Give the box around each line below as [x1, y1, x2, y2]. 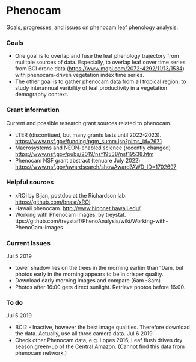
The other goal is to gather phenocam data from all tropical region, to [14, 78, 186, 85]
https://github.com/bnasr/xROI [14, 198, 91, 205]
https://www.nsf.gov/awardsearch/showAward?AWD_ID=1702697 [14, 163, 177, 170]
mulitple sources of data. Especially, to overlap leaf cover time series [14, 58, 186, 66]
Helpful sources [6, 178, 54, 187]
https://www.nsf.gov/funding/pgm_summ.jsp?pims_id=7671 [14, 137, 162, 145]
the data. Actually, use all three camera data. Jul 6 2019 [14, 330, 153, 337]
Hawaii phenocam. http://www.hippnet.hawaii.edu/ [14, 204, 141, 211]
